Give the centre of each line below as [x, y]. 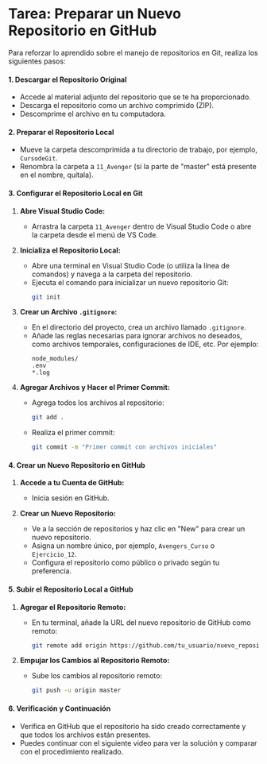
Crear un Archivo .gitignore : [68, 312]
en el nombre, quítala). [56, 175]
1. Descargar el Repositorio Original [68, 79]
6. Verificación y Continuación [60, 708]
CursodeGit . [39, 158]
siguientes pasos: [37, 61]
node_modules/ [55, 359]
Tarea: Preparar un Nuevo [95, 14]
